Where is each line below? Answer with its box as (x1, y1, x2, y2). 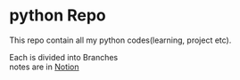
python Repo (9, 5, 107, 26)
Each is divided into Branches (9, 52, 119, 62)
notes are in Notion (9, 61, 79, 72)
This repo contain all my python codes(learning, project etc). (9, 35, 232, 45)
